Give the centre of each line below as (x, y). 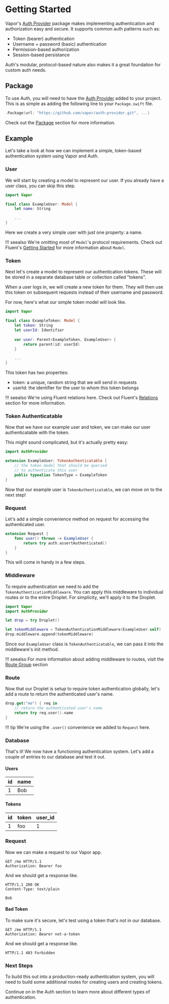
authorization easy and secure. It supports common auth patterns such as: (83, 28)
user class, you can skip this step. (40, 186)
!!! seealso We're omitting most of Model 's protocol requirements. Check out (84, 243)
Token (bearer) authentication (43, 39)
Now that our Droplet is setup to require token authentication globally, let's (82, 689)
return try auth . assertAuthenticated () (65, 543)
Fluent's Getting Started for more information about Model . (66, 248)
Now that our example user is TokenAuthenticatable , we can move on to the (84, 489)
